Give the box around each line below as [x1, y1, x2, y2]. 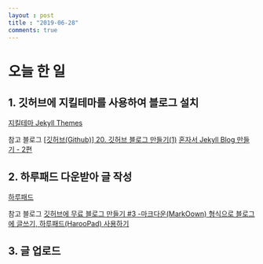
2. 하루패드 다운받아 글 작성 [8, 170, 133, 183]
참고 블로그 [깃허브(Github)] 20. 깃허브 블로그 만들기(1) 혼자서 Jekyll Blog [8, 135, 236, 145]
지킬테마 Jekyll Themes [8, 119, 83, 128]
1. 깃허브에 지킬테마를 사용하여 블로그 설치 [8, 96, 199, 109]
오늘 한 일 [8, 62, 66, 80]
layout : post [8, 11, 55, 20]
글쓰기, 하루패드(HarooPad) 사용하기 [16, 219, 130, 229]
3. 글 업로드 [8, 244, 61, 258]
